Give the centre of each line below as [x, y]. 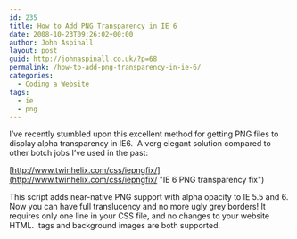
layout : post [33, 51]
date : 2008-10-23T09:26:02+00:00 [71, 34]
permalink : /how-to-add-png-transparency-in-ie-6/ [105, 68]
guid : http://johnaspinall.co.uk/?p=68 [83, 59]
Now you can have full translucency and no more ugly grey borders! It [137, 207]
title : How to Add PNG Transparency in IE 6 [93, 26]
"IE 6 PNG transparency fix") [212, 180]
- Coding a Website [54, 84]
